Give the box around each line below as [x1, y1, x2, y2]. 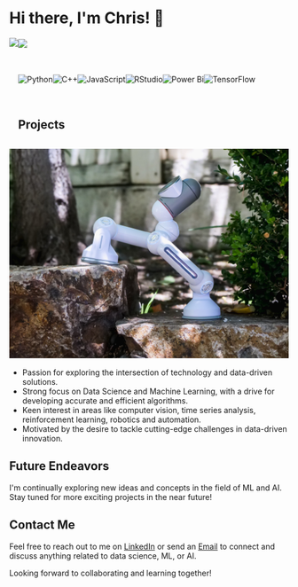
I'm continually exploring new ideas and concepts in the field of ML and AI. [9, 482, 282, 493]
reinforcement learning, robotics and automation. [21, 414, 201, 425]
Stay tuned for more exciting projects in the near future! [9, 491, 213, 502]
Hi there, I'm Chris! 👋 [9, 8, 165, 28]
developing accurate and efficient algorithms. [21, 395, 189, 406]
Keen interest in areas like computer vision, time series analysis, [21, 404, 256, 415]
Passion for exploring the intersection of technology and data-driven [21, 367, 273, 378]
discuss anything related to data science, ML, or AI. [9, 550, 197, 561]
